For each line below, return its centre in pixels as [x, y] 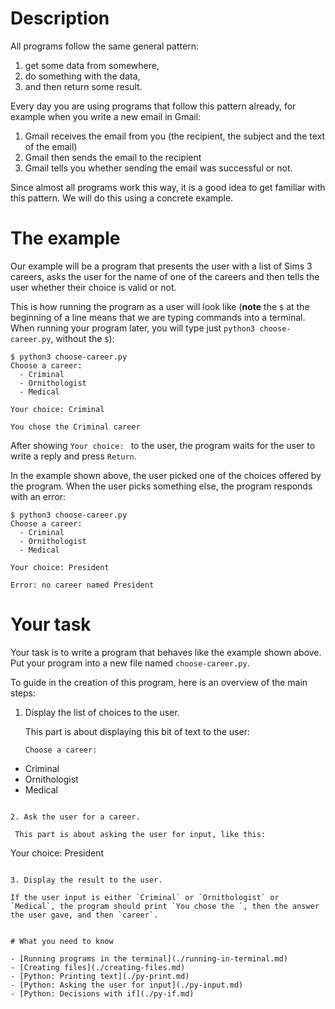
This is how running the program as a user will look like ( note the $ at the [160, 306]
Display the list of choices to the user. [102, 712]
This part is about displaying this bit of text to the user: [137, 731]
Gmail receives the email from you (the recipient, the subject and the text [175, 136]
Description [60, 18]
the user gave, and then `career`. [84, 915]
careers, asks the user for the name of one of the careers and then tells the [165, 276]
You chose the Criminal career [75, 427]
